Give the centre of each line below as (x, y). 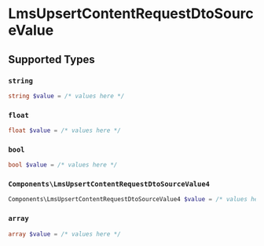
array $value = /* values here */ (65, 234)
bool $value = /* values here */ (63, 165)
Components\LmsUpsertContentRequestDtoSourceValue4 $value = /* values (128, 200)
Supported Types (52, 59)
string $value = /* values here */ (66, 96)
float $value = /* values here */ (65, 130)
